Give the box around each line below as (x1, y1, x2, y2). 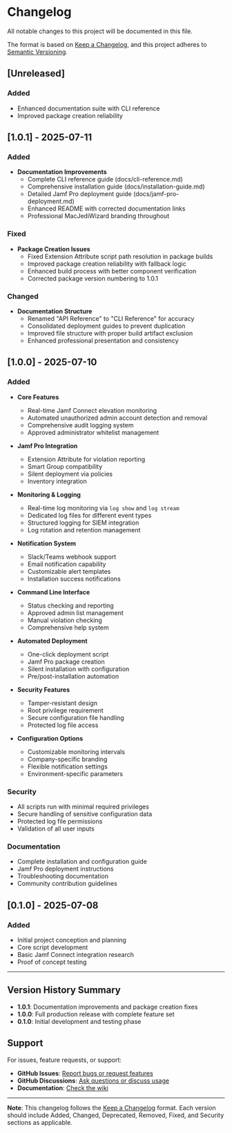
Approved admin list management (27, 608, 124, 617)
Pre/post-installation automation (27, 672, 119, 680)
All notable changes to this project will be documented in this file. (7, 27, 193, 35)
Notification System (17, 539, 77, 548)
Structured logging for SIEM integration (27, 519, 139, 527)
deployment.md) (27, 197, 75, 206)
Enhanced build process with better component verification (27, 267, 197, 275)
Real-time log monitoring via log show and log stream (27, 503, 180, 512)
